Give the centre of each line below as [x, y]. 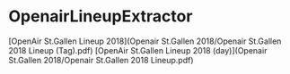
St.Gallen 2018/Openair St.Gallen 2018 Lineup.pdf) [101, 60]
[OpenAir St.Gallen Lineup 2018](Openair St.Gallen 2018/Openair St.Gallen [145, 41]
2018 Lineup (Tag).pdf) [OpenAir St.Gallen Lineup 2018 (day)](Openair [138, 50]
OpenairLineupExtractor [101, 16]
